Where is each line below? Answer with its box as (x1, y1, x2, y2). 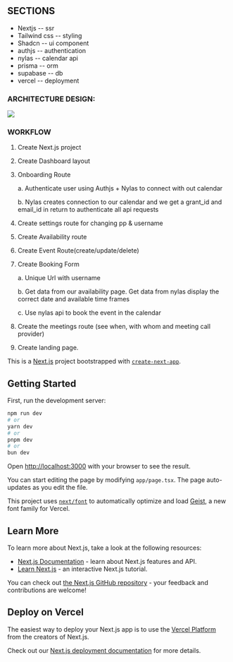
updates (7, 483, 32, 492)
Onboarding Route (17, 171, 71, 179)
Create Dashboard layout (17, 157, 90, 165)
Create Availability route (17, 233, 87, 241)
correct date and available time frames (17, 295, 130, 303)
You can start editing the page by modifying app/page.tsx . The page (7, 476, 206, 484)
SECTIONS (7, 5, 55, 17)
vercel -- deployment (17, 76, 80, 85)
